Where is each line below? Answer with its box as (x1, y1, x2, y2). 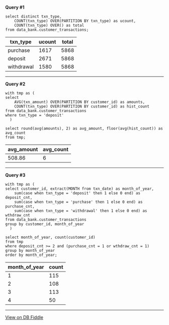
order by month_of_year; (5, 252, 57, 257)
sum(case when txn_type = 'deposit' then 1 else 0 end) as (14, 191, 141, 196)
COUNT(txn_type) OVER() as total (14, 23, 84, 28)
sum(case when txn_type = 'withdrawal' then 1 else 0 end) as (14, 208, 147, 213)
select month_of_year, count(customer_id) (5, 235, 96, 240)
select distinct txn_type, (5, 14, 62, 19)
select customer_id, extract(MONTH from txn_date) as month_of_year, (5, 186, 154, 191)
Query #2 (5, 81, 26, 87)
